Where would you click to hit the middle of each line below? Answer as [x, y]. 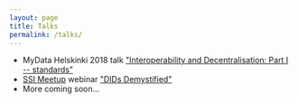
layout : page [34, 18]
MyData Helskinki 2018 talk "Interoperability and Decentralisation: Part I [155, 61]
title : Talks [34, 26]
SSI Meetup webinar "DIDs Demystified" [97, 80]
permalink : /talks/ [46, 34]
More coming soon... [61, 89]
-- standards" [48, 70]
